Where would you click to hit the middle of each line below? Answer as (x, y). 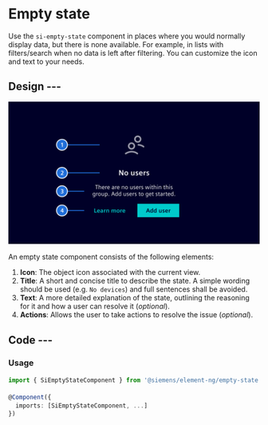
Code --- (31, 340)
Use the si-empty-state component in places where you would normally (127, 36)
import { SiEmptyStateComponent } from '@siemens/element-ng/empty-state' (135, 380)
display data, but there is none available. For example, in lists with (116, 44)
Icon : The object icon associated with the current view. (110, 272)
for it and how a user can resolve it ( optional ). (95, 306)
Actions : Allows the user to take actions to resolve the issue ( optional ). (136, 315)
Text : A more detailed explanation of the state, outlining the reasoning (134, 298)
